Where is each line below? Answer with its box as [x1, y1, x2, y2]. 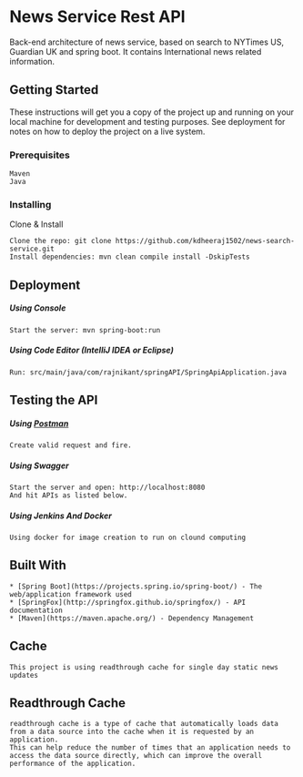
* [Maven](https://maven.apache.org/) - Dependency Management [9, 613, 255, 623]
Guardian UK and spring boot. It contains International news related [9, 46, 262, 56]
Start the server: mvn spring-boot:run [9, 325, 161, 334]
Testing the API [9, 393, 98, 408]
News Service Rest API [9, 6, 186, 27]
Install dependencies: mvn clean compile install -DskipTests [9, 252, 250, 261]
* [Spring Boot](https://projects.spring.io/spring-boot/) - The [9, 581, 262, 591]
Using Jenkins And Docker [9, 510, 112, 521]
